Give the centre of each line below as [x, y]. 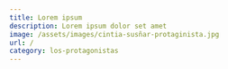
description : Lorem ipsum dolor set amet [88, 26]
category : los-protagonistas [64, 51]
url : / [22, 43]
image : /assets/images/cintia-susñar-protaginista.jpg [114, 34]
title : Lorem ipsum [46, 17]
